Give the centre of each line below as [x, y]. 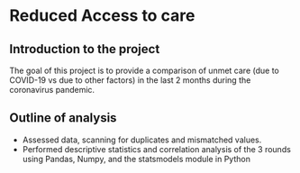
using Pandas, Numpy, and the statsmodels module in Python [136, 159]
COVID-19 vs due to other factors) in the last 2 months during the [130, 80]
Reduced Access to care [102, 16]
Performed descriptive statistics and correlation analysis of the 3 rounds [156, 149]
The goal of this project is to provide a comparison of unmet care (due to [144, 70]
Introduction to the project [85, 49]
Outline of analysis [63, 118]
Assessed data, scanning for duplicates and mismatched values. [142, 140]
